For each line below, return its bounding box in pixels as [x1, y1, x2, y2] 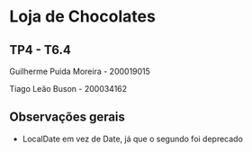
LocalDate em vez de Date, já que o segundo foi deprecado [22, 133, 243, 144]
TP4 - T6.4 [9, 42, 72, 58]
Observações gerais [9, 110, 126, 125]
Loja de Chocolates [9, 6, 156, 27]
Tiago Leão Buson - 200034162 [9, 84, 128, 94]
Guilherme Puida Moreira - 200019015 [9, 66, 151, 76]
